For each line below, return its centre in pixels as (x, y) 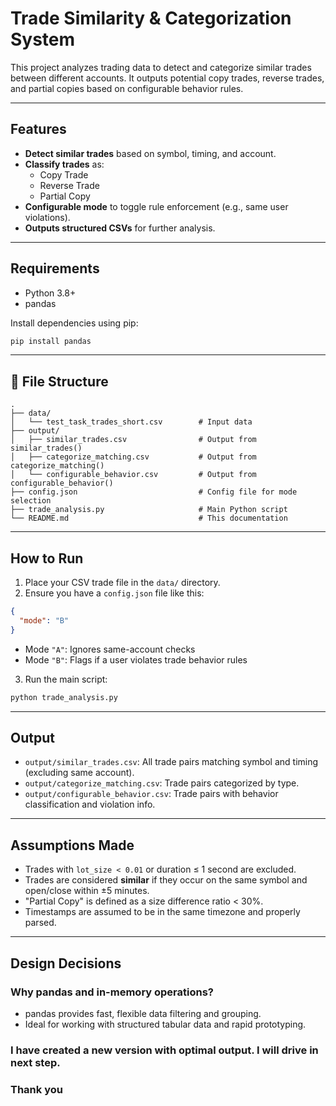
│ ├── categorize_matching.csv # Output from (133, 457)
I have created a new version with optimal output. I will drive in (164, 1050)
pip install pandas (51, 341)
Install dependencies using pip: (74, 323)
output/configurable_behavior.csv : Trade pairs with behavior (151, 794)
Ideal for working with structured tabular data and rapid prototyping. (165, 1024)
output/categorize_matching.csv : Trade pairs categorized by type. (162, 783)
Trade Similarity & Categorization (151, 18)
